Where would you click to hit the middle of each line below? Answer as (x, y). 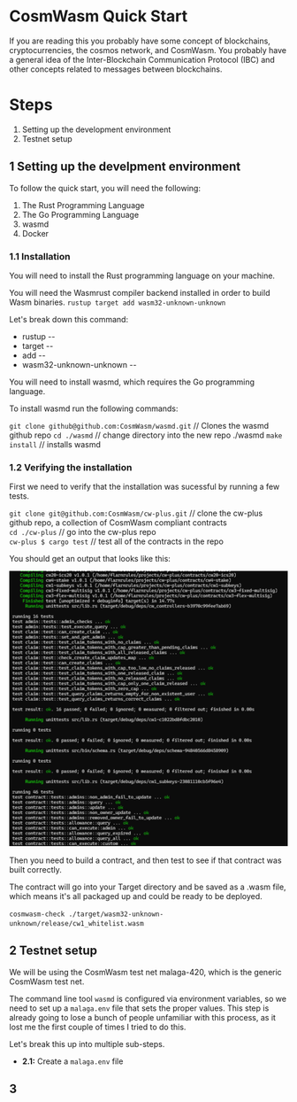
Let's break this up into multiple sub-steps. (87, 1044)
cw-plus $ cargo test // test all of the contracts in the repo (116, 541)
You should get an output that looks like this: (90, 559)
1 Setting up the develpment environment (125, 167)
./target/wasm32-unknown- (116, 914)
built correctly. (35, 869)
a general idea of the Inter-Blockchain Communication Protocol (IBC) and (142, 59)
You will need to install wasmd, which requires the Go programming (132, 382)
